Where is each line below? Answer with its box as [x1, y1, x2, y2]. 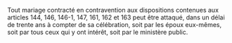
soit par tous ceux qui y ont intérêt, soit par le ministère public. [7, 28, 188, 36]
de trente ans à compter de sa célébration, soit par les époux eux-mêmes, [7, 21, 222, 28]
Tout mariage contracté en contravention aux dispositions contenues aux [7, 6, 219, 14]
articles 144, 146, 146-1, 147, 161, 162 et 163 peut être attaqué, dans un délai [7, 13, 225, 21]
